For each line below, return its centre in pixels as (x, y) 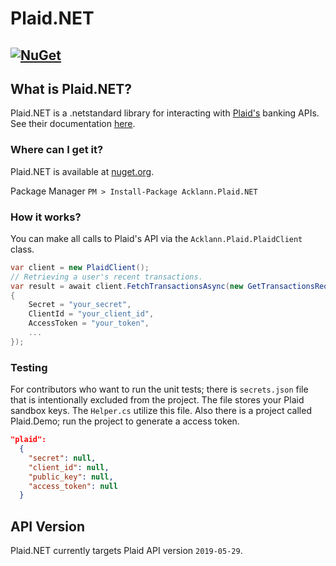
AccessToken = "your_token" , (89, 323)
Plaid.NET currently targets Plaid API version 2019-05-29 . (126, 551)
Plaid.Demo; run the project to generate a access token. (125, 421)
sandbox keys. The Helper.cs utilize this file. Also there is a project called (161, 411)
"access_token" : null (73, 486)
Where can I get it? (57, 150)
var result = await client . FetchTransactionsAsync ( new (127, 286)
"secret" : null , (62, 458)
